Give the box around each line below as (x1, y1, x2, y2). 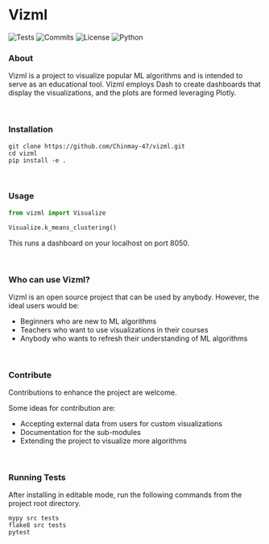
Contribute (8, 369, 52, 380)
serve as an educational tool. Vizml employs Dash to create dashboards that (8, 79, 261, 90)
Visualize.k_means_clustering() (8, 224, 117, 232)
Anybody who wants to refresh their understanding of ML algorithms (19, 333, 248, 343)
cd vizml (8, 149, 38, 157)
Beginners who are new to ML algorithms (19, 316, 157, 326)
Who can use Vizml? (8, 274, 90, 285)
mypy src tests (8, 514, 60, 522)
